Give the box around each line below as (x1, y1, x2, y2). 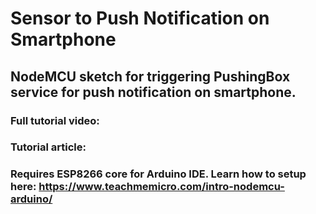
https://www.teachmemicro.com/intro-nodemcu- (38, 180, 285, 194)
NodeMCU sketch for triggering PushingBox (10, 68, 291, 85)
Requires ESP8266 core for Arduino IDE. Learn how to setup (10, 167, 307, 181)
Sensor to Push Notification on (10, 7, 270, 30)
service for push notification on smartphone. (10, 83, 297, 101)
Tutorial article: (10, 140, 87, 154)
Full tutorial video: (10, 113, 100, 127)
